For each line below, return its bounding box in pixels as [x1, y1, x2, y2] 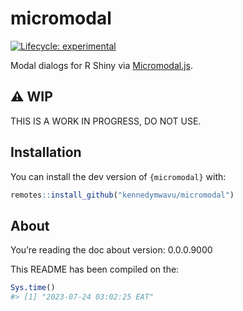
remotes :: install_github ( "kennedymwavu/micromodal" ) [10, 190, 235, 200]
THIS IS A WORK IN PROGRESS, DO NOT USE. [10, 115, 202, 127]
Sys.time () [10, 283, 56, 293]
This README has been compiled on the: [10, 263, 180, 276]
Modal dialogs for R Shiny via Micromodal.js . [10, 59, 194, 71]
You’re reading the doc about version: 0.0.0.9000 [10, 244, 213, 256]
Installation [10, 144, 82, 161]
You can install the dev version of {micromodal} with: [10, 170, 227, 182]
